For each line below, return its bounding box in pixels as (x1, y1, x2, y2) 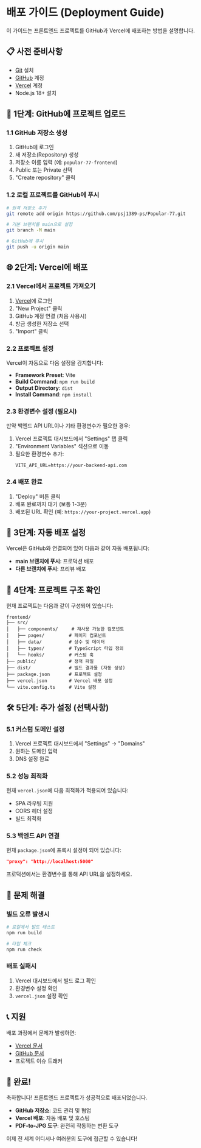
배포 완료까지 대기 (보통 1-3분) (15, 500, 87, 507)
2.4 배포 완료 (6, 477, 43, 486)
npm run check (6, 946, 43, 953)
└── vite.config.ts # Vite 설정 (6, 685, 97, 691)
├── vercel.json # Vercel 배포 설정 (6, 678, 113, 684)
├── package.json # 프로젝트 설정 (6, 671, 102, 678)
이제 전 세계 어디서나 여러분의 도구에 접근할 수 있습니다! (6, 1135, 138, 1143)
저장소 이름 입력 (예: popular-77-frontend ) (15, 159, 118, 166)
